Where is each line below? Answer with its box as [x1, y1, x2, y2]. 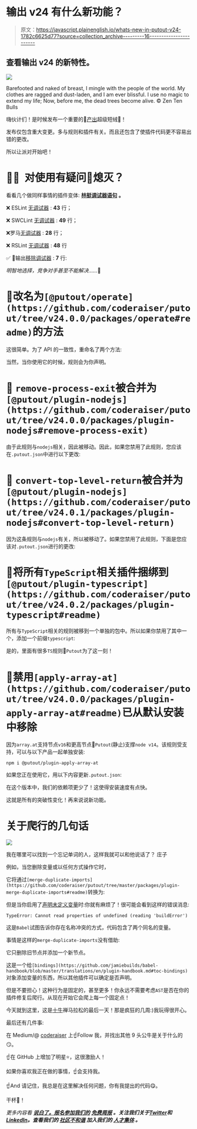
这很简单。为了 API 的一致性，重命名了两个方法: [6, 346, 122, 353]
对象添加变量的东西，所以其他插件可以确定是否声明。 [6, 974, 135, 981]
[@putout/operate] [44, 292, 133, 303]
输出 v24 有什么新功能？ [6, 5, 123, 19]
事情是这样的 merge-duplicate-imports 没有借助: [6, 937, 120, 944]
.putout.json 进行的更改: [16, 542, 75, 549]
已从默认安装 [122, 706, 184, 719]
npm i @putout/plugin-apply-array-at [6, 760, 99, 766]
